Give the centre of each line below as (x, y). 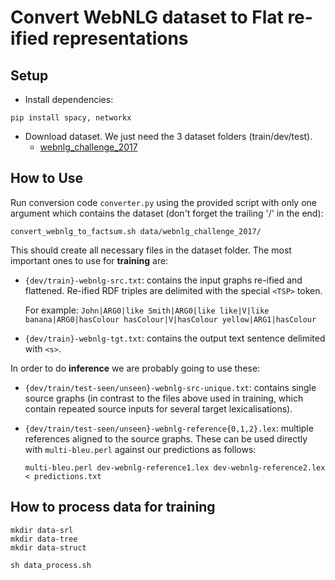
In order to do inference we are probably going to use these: (135, 368)
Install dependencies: (69, 99)
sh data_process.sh (51, 565)
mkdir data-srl (42, 530)
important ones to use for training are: (89, 260)
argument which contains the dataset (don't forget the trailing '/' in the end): (167, 213)
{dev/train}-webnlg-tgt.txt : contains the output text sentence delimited (175, 338)
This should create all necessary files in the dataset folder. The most (151, 250)
